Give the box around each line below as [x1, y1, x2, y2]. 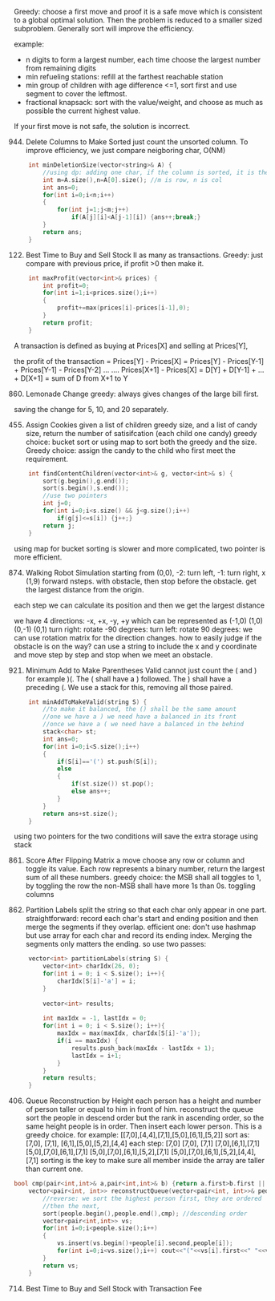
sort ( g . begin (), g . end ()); [42, 477, 130, 485]
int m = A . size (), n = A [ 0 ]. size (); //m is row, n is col [42, 176, 223, 184]
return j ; [42, 521, 75, 530]
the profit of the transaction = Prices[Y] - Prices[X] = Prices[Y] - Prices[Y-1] [14, 356, 265, 366]
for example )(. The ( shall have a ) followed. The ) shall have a [25, 673, 232, 684]
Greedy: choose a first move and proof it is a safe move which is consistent [14, 7, 263, 16]
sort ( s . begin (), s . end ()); [42, 484, 130, 492]
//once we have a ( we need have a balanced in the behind [42, 721, 245, 729]
